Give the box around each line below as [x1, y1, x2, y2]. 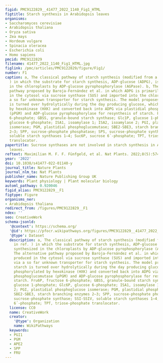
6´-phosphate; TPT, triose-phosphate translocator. [14, 301, 120, 306]
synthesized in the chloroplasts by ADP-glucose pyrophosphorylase [14, 246, 153, 252]
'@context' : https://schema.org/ [9, 224, 77, 229]
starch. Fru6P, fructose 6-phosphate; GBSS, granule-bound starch [14, 278, 151, 283]
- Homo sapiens [5, 52, 36, 57]
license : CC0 [9, 305, 36, 310]
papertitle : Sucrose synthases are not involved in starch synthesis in [5, 143, 155, 148]
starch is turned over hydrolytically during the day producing [14, 264, 147, 270]
